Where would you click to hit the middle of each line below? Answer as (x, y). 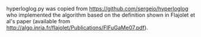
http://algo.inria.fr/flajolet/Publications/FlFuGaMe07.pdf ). (77, 27)
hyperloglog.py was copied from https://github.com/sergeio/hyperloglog (97, 9)
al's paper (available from (38, 21)
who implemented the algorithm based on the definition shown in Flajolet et (101, 15)
